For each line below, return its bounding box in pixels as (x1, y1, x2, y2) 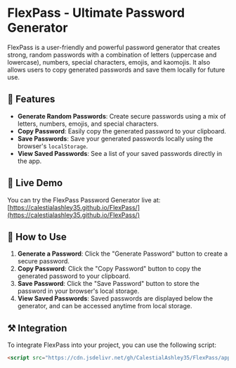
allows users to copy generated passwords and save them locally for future (7, 65, 225, 74)
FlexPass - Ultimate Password (7, 5, 185, 21)
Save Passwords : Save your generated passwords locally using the (17, 134, 214, 143)
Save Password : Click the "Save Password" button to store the (17, 280, 200, 288)
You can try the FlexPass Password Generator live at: (7, 195, 161, 204)
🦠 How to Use (7, 230, 67, 243)
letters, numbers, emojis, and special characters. (17, 119, 159, 128)
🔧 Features (7, 93, 55, 105)
